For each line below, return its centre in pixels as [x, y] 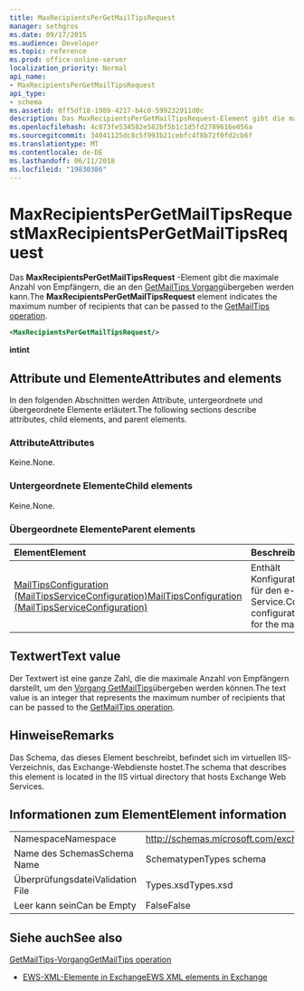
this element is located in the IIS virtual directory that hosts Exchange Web [148, 777]
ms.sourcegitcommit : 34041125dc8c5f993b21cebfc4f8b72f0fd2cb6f [131, 136]
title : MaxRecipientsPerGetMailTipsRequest [93, 18]
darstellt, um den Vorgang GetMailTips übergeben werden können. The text [148, 688]
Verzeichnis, [33, 767]
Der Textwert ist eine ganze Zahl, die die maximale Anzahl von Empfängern [149, 678]
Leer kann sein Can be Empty [75, 906]
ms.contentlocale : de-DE [56, 152]
